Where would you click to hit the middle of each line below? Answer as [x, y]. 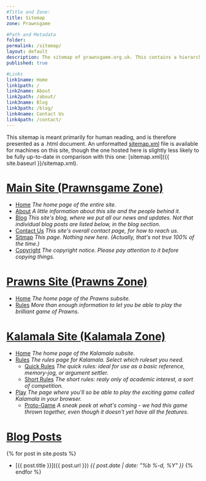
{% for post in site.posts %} [41, 453]
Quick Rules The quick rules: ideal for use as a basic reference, [105, 366]
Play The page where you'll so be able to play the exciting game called [105, 392]
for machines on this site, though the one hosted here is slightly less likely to [103, 150]
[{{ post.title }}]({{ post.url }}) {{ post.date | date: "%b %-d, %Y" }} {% [104, 466]
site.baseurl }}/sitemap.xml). [42, 163]
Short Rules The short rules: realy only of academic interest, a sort [109, 379]
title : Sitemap [26, 18]
